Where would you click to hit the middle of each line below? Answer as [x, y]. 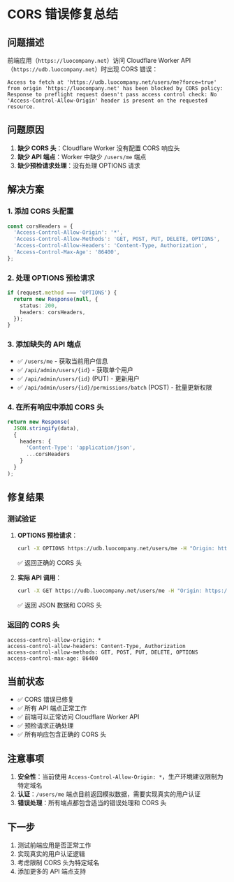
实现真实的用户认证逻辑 [51, 853]
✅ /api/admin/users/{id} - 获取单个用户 [75, 369]
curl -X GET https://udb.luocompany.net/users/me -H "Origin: [110, 591]
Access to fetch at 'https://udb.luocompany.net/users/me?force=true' [112, 82]
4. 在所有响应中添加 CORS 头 [56, 407]
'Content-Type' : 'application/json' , [81, 448]
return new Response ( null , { [56, 299]
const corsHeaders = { [40, 226]
